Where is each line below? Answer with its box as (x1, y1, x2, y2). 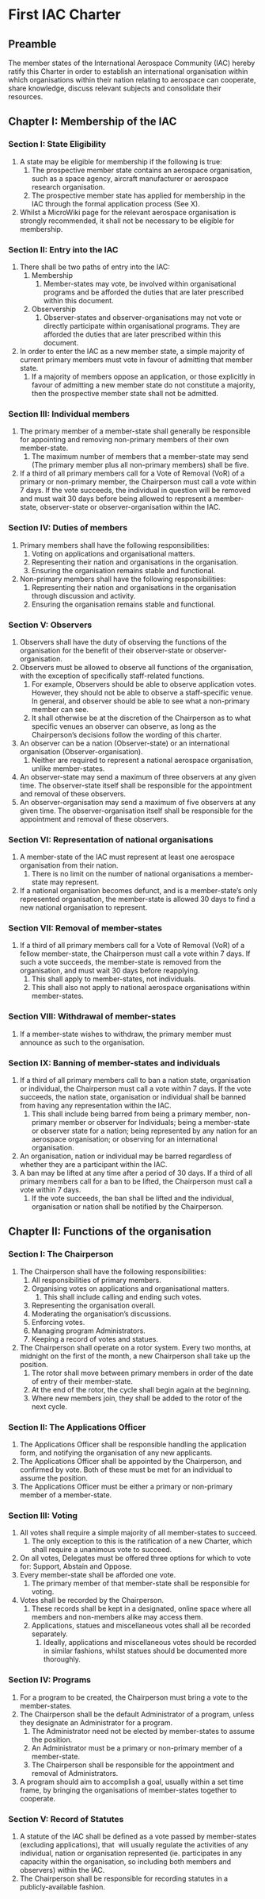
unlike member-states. (31, 764, 105, 773)
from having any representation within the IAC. (19, 1101, 172, 1111)
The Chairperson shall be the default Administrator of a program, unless (19, 1709, 255, 1719)
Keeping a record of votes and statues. (31, 1334, 158, 1343)
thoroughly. (43, 1654, 81, 1664)
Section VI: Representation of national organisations (8, 834, 214, 845)
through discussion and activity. (31, 591, 136, 600)
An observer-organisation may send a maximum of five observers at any (19, 797, 256, 807)
